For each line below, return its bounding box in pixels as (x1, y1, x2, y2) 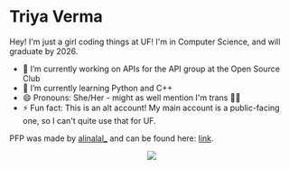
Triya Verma (9, 6, 103, 27)
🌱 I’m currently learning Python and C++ (22, 82, 173, 93)
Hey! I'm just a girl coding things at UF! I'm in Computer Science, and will (9, 36, 281, 47)
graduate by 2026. (9, 45, 79, 56)
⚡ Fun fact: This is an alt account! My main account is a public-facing (22, 102, 280, 113)
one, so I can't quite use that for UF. (22, 115, 156, 126)
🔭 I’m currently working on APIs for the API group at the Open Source (22, 63, 280, 74)
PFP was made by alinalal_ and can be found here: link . (9, 133, 214, 144)
